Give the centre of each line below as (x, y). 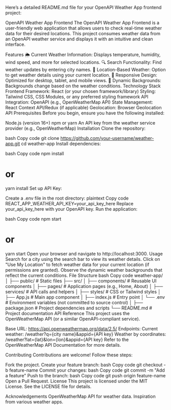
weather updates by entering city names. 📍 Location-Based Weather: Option (86, 69)
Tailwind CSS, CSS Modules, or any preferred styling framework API (77, 97)
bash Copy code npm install (35, 153)
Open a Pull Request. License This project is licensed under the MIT (77, 381)
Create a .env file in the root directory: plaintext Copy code (67, 198)
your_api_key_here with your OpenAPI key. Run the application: (71, 209)
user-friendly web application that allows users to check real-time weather (84, 28)
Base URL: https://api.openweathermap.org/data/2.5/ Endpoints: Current (82, 328)
